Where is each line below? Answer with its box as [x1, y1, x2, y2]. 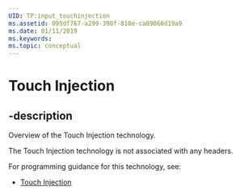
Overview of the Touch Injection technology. [8, 130, 156, 140]
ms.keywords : [8, 34, 53, 43]
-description [8, 108, 73, 122]
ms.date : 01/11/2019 [8, 27, 78, 35]
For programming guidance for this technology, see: [8, 162, 182, 172]
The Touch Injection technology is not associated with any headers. [8, 146, 234, 156]
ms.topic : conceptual [8, 42, 82, 50]
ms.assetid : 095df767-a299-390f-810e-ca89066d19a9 [8, 19, 183, 28]
